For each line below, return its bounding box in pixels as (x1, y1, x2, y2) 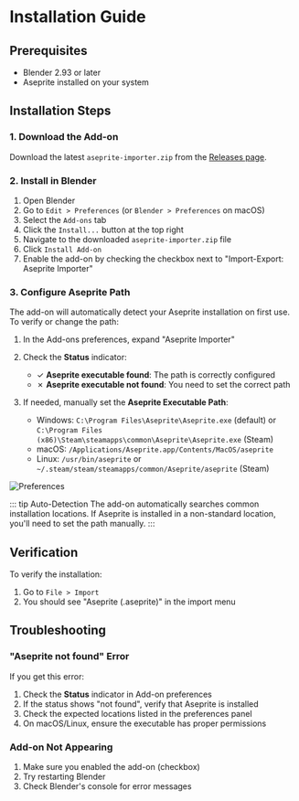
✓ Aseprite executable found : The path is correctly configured (36, 369, 276, 380)
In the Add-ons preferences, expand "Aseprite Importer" (22, 334, 235, 345)
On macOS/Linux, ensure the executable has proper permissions (22, 718, 267, 729)
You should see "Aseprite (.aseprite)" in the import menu (22, 596, 236, 607)
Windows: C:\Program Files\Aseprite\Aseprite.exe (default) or (36, 414, 277, 426)
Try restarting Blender (22, 771, 106, 783)
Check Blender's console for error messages (22, 781, 192, 792)
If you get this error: (9, 670, 85, 682)
